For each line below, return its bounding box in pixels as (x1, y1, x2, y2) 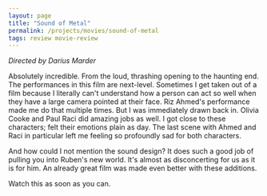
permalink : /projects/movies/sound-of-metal (8, 26, 159, 34)
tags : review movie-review (8, 34, 98, 42)
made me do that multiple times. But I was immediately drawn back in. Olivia (8, 106, 260, 115)
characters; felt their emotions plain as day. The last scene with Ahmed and (8, 122, 257, 132)
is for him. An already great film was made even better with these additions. (8, 163, 257, 173)
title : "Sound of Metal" (8, 19, 91, 27)
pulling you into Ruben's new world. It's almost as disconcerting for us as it (8, 155, 256, 165)
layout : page (8, 11, 52, 20)
